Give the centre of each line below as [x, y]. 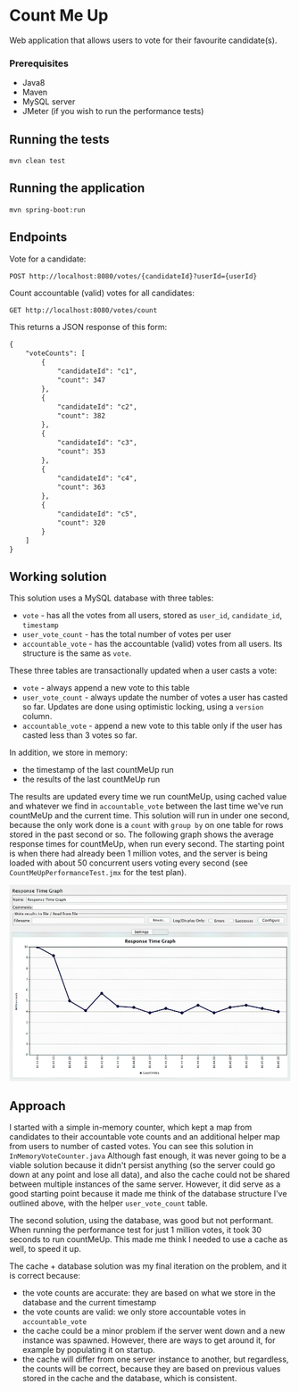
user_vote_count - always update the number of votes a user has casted [155, 698]
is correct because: [45, 1276]
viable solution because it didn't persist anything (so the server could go [142, 1165]
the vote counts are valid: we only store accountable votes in [134, 1312]
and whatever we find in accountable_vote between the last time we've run [146, 806]
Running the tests [59, 139]
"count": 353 [81, 452]
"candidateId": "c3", [97, 443]
